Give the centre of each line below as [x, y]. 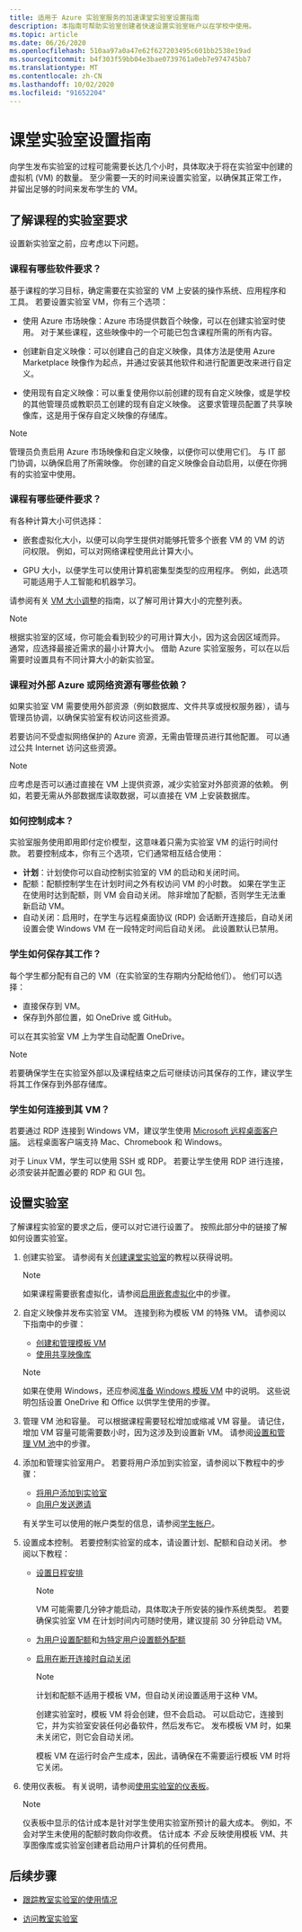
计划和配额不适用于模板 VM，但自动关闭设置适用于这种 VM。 [149, 1695]
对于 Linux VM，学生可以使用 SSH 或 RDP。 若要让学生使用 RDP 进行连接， [149, 1161]
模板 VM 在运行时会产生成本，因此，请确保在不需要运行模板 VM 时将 [163, 1755]
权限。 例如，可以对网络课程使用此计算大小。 [114, 551]
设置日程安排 [59, 1573]
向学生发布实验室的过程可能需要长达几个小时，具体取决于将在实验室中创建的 [151, 166]
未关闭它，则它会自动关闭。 [87, 1736]
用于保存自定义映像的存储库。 [117, 415]
